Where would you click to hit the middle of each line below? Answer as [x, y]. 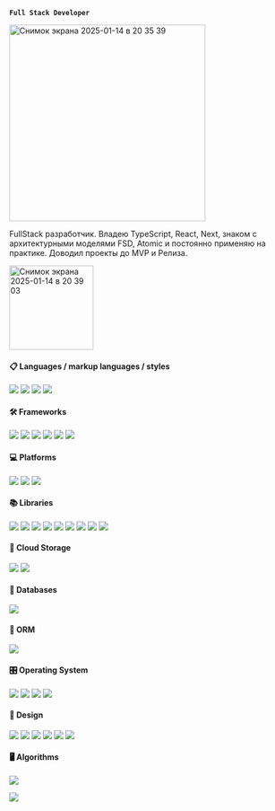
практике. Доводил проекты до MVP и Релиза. [99, 253]
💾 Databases [34, 589]
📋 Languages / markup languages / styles [90, 366]
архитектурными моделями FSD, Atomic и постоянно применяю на [137, 243]
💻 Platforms [33, 457]
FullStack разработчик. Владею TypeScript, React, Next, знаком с [133, 234]
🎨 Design [26, 715]
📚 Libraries [31, 503]
